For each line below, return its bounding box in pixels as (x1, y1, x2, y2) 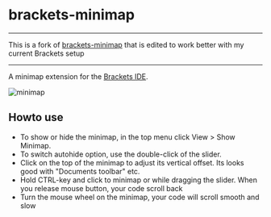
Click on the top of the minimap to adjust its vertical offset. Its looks (19, 157, 244, 167)
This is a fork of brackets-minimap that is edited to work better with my (8, 40, 244, 49)
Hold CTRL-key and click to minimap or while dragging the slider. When (19, 175, 258, 185)
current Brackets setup (8, 48, 85, 58)
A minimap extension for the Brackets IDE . (8, 71, 148, 81)
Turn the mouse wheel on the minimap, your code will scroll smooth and (19, 192, 260, 202)
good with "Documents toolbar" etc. (19, 166, 140, 176)
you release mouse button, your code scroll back (19, 183, 183, 193)
